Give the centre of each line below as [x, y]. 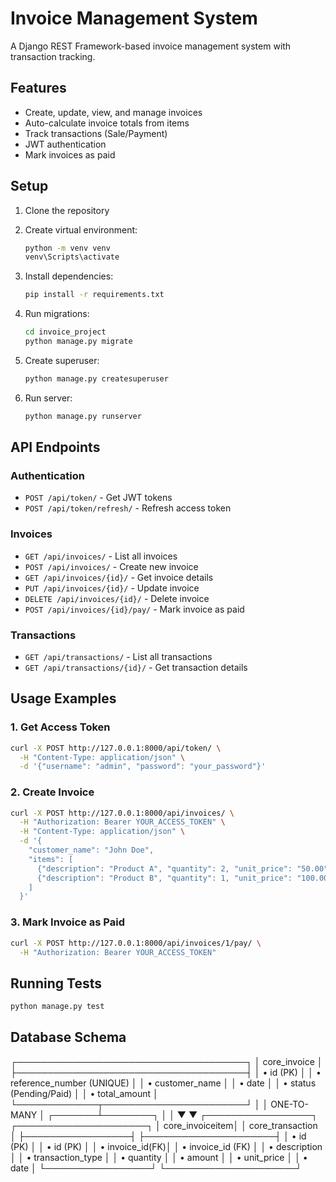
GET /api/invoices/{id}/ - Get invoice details [119, 577]
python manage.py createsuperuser [96, 378]
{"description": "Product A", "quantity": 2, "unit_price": [164, 868]
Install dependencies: [69, 276]
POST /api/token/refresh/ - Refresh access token [128, 508]
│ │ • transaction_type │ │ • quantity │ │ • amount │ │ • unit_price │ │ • [159, 1157]
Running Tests [56, 983]
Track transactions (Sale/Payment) [96, 133]
